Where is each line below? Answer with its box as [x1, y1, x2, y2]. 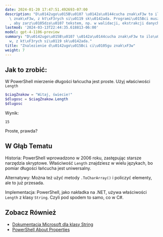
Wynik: [5, 110, 19, 116]
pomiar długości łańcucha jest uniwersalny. [5, 165, 91, 171]
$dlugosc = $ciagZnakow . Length [5, 97, 68, 102]
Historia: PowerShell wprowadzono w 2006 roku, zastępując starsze [5, 155, 142, 161]
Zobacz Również [5, 208, 57, 217]
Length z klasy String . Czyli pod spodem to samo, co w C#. [5, 194, 124, 200]
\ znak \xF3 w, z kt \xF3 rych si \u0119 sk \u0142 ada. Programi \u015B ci [9, 16, 149, 21]
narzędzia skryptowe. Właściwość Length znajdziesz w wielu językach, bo [5, 160, 153, 166]
